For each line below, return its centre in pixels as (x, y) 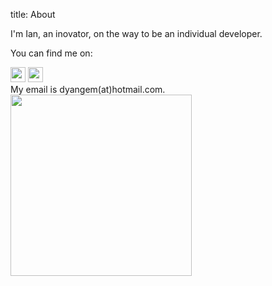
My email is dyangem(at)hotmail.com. (88, 89)
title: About (33, 14)
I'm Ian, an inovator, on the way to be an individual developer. (136, 33)
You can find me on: (51, 53)
